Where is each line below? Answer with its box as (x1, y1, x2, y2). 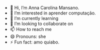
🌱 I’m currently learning (10, 15, 59, 21)
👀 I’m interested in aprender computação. (10, 10, 96, 16)
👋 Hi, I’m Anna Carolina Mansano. (10, 5, 79, 10)
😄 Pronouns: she (10, 33, 46, 39)
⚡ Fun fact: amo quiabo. (10, 39, 60, 45)
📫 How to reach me (10, 26, 52, 32)
